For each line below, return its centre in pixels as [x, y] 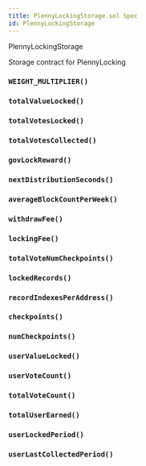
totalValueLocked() [46, 101]
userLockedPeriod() [46, 435]
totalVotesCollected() [53, 141]
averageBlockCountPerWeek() [63, 199]
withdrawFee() [36, 219]
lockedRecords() [40, 278]
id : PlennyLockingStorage [51, 23]
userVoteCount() [40, 376]
